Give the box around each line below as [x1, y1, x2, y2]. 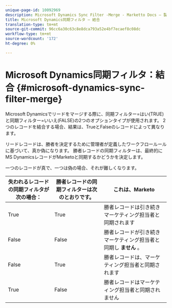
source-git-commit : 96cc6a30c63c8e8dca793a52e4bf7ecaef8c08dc [5, 27, 141, 32]
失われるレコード [8, 178, 50, 185]
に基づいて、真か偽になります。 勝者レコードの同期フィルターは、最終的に [5, 147, 163, 153]
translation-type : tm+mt [5, 22, 58, 27]
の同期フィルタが [8, 186, 50, 193]
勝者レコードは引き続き [103, 203, 160, 210]
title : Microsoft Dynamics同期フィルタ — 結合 [5, 17, 100, 22]
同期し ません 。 [103, 244, 143, 251]
